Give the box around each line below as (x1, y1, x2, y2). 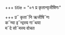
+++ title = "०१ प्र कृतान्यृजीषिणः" (5, 5, 62, 10)
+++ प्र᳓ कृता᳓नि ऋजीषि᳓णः (5, 15, 50, 20)
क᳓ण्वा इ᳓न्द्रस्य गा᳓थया (5, 20, 41, 25)
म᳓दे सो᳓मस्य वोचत (5, 25, 35, 31)
